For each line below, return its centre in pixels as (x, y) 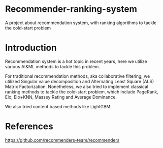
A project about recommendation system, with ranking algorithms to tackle (81, 23)
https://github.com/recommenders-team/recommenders (62, 140)
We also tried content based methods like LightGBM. (58, 106)
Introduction (31, 48)
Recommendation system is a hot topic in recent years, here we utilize (76, 61)
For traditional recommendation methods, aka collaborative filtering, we (78, 76)
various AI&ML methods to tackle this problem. (52, 66)
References (29, 127)
